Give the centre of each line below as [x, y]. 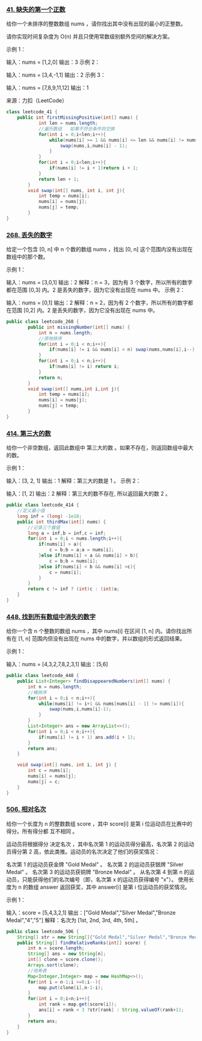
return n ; [50, 378]
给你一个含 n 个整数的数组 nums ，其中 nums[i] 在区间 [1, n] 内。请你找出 [96, 631]
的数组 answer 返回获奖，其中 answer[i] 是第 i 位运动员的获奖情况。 [107, 887]
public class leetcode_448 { [43, 676]
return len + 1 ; [59, 179]
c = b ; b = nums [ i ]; [73, 561]
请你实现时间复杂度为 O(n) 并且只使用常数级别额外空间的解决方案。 [90, 37]
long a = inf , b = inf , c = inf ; [67, 533]
